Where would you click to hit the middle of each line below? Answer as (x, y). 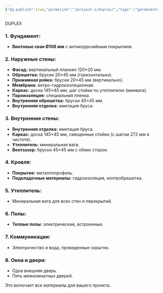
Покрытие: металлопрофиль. (43, 172)
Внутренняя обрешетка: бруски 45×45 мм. (57, 101)
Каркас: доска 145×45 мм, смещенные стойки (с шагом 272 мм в (81, 134)
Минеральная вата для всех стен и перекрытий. (62, 201)
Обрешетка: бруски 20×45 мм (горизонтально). (62, 75)
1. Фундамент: (23, 36)
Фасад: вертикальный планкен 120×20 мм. (57, 70)
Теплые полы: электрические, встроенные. (58, 224)
